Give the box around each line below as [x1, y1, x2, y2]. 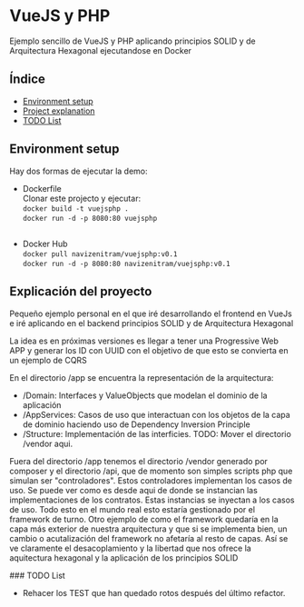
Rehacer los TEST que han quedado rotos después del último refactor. [22, 587, 286, 598]
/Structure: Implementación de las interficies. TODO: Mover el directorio [22, 428, 292, 439]
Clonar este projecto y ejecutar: [22, 193, 142, 204]
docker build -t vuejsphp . [22, 204, 129, 214]
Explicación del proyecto [9, 284, 152, 300]
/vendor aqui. [22, 438, 74, 449]
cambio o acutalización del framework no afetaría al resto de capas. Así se [9, 532, 289, 543]
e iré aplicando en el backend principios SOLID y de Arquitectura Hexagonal [9, 317, 294, 328]
